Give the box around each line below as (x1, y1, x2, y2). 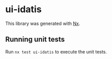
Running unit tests (5, 35, 65, 44)
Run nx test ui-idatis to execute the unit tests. (5, 48, 107, 54)
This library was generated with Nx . (5, 20, 80, 26)
